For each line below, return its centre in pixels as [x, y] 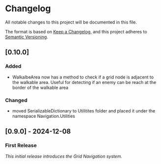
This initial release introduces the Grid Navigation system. [64, 156]
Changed [16, 100]
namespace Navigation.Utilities [43, 116]
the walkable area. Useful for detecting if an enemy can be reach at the [84, 82]
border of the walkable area [40, 87]
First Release [21, 145]
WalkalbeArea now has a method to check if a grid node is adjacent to [83, 77]
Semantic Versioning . [27, 37]
